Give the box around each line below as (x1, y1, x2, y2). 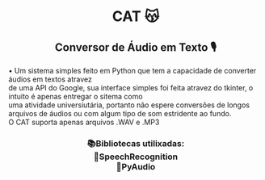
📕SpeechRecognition (93, 151, 179, 162)
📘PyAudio (116, 161, 156, 172)
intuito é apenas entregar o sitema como (8, 92, 143, 101)
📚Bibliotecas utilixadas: (86, 137, 185, 149)
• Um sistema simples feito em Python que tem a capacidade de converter (8, 66, 257, 75)
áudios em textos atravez (8, 74, 93, 84)
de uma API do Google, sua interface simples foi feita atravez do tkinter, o (8, 83, 254, 92)
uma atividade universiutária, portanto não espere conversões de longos (8, 100, 250, 110)
